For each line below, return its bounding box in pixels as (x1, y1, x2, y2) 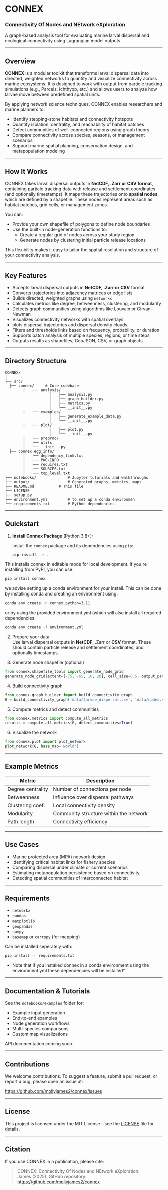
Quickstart (5, 520, 39, 528)
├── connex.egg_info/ (9, 449, 55, 454)
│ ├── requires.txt (23, 462, 68, 467)
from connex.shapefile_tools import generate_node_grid (5, 669, 124, 674)
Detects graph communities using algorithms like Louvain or (12, 306, 136, 312)
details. (5, 1126, 20, 1132)
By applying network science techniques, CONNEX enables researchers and (5, 101, 162, 107)
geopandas (12, 924, 33, 929)
